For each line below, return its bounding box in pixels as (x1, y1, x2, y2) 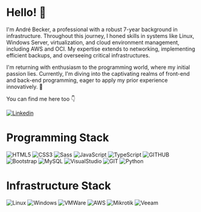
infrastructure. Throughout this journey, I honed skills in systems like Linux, (6, 32, 195, 39)
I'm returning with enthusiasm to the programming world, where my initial (6, 64, 190, 71)
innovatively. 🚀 (6, 82, 43, 90)
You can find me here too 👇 (6, 95, 76, 103)
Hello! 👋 (6, 5, 47, 20)
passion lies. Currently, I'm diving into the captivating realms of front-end (6, 70, 190, 77)
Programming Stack (6, 131, 110, 145)
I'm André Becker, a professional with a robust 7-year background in (6, 26, 178, 33)
